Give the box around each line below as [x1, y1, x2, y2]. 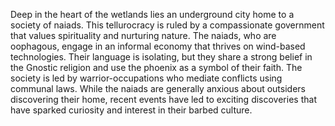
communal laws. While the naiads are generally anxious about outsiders [10, 83, 306, 94]
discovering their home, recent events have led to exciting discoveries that [10, 94, 317, 105]
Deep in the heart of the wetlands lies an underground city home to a [10, 9, 295, 20]
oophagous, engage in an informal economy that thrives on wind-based [10, 40, 306, 52]
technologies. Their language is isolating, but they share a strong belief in [10, 51, 313, 63]
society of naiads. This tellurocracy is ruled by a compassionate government [10, 19, 325, 31]
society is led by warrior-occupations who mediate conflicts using [10, 72, 283, 84]
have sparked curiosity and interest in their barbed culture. [10, 104, 253, 116]
